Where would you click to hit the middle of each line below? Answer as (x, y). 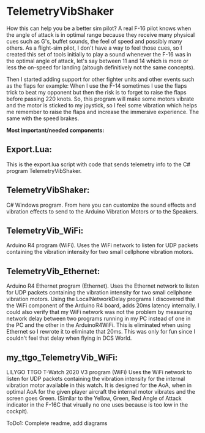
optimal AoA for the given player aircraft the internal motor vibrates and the (101, 392)
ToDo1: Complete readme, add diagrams (57, 423)
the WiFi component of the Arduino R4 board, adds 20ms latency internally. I (103, 305)
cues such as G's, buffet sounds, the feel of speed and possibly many (94, 41)
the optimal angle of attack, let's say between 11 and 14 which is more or (97, 61)
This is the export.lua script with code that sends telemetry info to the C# (99, 164)
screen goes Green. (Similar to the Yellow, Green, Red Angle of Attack (94, 398)
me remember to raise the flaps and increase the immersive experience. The (103, 112)
